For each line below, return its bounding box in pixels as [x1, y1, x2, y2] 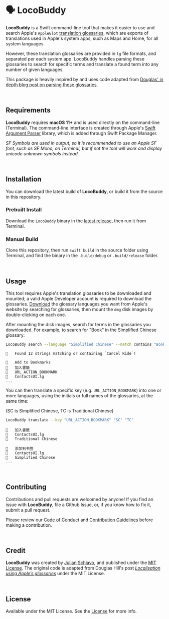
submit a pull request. [6, 507, 51, 513]
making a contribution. [6, 522, 52, 528]
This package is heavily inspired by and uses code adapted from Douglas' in [6, 76, 163, 82]
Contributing [6, 483, 47, 491]
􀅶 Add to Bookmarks [6, 359, 51, 365]
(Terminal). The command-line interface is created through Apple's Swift [6, 125, 156, 131]
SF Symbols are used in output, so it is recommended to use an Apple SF [6, 140, 157, 146]
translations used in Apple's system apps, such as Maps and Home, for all [6, 35, 158, 41]
